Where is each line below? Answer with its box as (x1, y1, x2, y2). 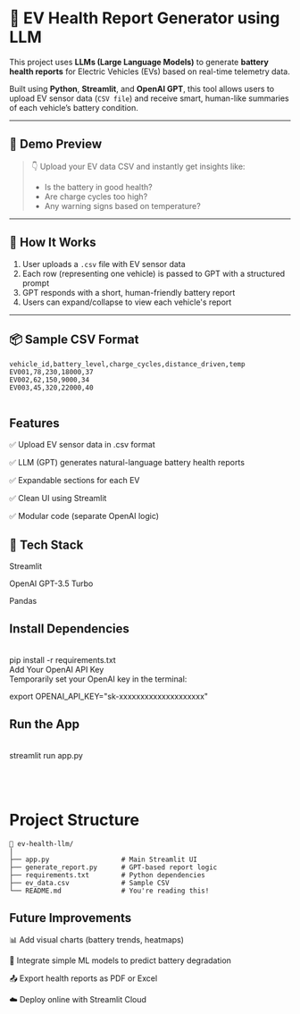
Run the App (9, 717, 80, 732)
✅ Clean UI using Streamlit (9, 493, 107, 504)
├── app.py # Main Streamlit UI (9, 855, 198, 864)
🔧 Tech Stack (9, 537, 84, 552)
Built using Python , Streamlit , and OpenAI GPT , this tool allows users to (9, 83, 275, 94)
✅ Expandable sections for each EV (9, 475, 140, 486)
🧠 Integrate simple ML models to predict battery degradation (9, 955, 232, 966)
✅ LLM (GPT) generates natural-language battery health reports (9, 457, 246, 468)
